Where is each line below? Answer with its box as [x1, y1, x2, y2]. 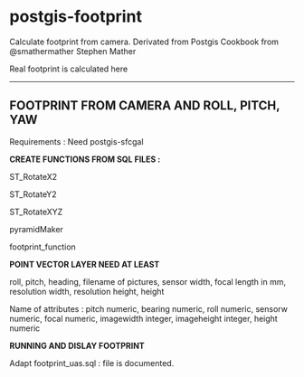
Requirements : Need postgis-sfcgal [9, 136, 144, 146]
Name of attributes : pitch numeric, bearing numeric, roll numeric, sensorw [9, 303, 288, 314]
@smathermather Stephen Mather [9, 45, 137, 56]
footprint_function [9, 241, 77, 252]
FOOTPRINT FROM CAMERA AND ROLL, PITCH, [9, 98, 280, 114]
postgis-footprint [9, 6, 143, 27]
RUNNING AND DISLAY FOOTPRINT [9, 340, 145, 351]
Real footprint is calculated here [9, 63, 128, 74]
